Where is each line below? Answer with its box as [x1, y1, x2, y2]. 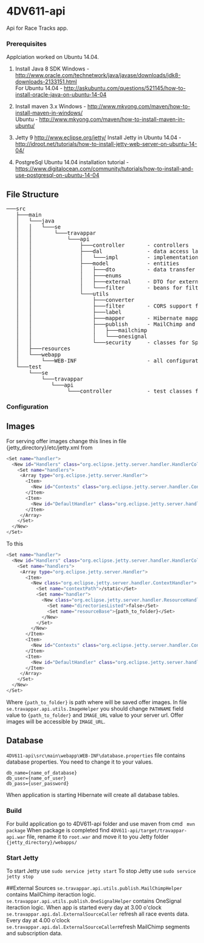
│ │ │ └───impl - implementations [16, 254, 202, 261]
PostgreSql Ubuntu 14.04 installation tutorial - [15, 159, 129, 166]
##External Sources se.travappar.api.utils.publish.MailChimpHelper [6, 885, 183, 892]
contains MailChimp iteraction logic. [6, 891, 96, 898]
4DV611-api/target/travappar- [110, 828, 187, 834]
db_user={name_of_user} [6, 775, 67, 781]
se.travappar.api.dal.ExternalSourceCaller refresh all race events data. [6, 910, 189, 917]
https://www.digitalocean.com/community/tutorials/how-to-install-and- [15, 165, 194, 173]
